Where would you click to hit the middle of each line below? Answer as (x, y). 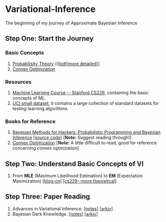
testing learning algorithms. (40, 109)
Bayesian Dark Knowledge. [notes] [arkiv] (55, 214)
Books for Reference (30, 121)
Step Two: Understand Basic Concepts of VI (75, 164)
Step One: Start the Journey (49, 39)
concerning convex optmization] (45, 148)
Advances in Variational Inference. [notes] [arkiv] (63, 209)
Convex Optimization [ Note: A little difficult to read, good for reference (85, 143)
